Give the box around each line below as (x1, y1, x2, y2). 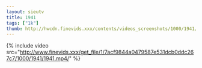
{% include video (6, 42, 49, 49)
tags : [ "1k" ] (6, 20, 39, 26)
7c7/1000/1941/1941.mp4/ (6, 55, 70, 62)
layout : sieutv (6, 8, 44, 15)
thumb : (6, 25, 23, 32)
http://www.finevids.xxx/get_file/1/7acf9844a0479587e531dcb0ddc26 (20, 49, 194, 56)
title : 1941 (6, 14, 36, 20)
